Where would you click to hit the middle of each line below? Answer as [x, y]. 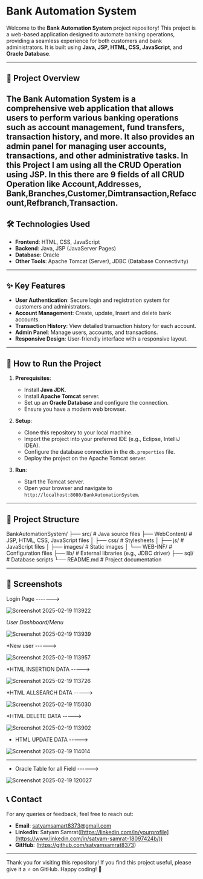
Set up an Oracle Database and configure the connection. [96, 403]
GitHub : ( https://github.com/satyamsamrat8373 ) [76, 845]
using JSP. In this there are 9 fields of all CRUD [95, 175]
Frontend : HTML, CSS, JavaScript [57, 242]
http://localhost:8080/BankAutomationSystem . [82, 495]
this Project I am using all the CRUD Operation [94, 165]
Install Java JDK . [45, 390]
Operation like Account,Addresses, [74, 184]
